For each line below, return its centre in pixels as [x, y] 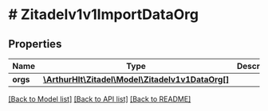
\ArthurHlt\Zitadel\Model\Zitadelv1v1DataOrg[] [136, 79]
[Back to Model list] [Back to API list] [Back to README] [100, 99]
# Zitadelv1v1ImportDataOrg [104, 15]
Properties [35, 44]
